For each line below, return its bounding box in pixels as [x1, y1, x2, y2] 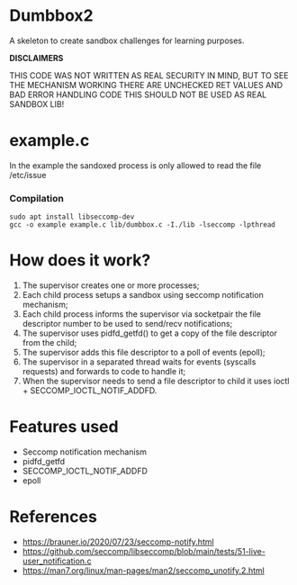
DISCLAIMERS [9, 52, 64, 63]
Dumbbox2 [9, 5, 94, 26]
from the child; [22, 337, 77, 348]
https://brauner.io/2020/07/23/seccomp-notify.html [22, 536, 214, 547]
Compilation [9, 192, 65, 204]
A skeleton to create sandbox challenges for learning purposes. [9, 35, 245, 46]
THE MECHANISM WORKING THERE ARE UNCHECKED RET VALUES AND [9, 79, 283, 90]
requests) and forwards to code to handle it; [22, 366, 186, 377]
